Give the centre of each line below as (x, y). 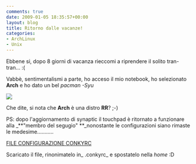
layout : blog (22, 22)
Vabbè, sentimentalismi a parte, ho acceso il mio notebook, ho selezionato (97, 79)
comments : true (25, 12)
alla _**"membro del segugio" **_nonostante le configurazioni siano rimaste (98, 125)
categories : (21, 34)
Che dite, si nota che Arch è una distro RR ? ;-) (62, 107)
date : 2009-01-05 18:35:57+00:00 (47, 17)
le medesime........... (30, 132)
